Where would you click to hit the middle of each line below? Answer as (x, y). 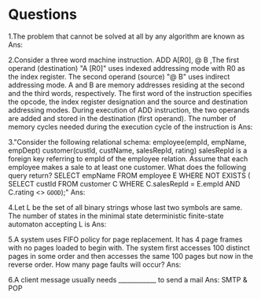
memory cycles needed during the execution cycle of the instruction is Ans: (130, 127)
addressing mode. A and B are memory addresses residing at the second (127, 85)
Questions (42, 15)
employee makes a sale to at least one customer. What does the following (127, 167)
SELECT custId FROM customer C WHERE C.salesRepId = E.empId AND (124, 183)
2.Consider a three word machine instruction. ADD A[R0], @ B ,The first (124, 60)
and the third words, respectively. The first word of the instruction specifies (130, 93)
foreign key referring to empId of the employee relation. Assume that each (128, 158)
